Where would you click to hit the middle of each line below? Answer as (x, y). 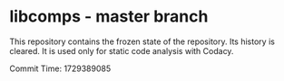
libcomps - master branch (109, 17)
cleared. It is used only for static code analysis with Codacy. (122, 50)
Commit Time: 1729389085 (60, 68)
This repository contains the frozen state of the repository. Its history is (142, 41)
